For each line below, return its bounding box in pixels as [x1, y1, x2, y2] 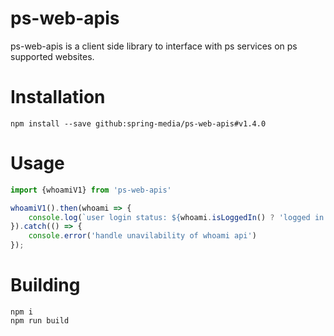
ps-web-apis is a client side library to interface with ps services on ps [10, 40, 298, 52]
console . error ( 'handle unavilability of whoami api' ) [28, 231, 257, 241]
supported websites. [10, 50, 95, 62]
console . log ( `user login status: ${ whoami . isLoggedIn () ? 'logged [28, 212, 311, 222]
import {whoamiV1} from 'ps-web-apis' [10, 185, 172, 195]
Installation [10, 86, 106, 109]
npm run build [10, 316, 70, 326]
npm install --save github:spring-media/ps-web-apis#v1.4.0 [10, 118, 267, 129]
